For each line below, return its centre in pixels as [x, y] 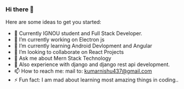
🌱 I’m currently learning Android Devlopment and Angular [83, 46]
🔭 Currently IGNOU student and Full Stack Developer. [78, 33]
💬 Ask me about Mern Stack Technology [63, 59]
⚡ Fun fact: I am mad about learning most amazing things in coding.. [96, 80]
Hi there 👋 [20, 9]
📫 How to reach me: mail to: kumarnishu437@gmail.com [83, 71]
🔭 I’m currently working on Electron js [59, 40]
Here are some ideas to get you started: [54, 22]
